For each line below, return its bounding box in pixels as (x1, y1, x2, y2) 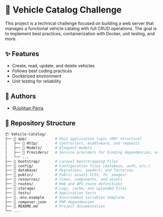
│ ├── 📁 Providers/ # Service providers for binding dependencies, (5, 150, 153, 155)
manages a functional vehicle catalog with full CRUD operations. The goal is (5, 25, 157, 31)
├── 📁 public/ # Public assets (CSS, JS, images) (5, 172, 127, 177)
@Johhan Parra (12, 105, 44, 111)
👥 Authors (5, 92, 36, 101)
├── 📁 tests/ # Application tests (5, 190, 97, 195)
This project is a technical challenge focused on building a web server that (5, 20, 154, 26)
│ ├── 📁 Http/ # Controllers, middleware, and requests (5, 141, 140, 146)
